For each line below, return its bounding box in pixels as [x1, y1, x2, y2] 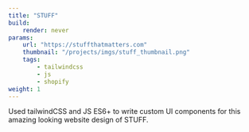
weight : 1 [8, 85, 41, 93]
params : [8, 33, 34, 42]
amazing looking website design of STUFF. [8, 115, 149, 125]
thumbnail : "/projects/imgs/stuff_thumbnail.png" [22, 48, 191, 56]
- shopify [37, 77, 69, 85]
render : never [22, 26, 69, 34]
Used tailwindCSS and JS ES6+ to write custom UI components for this [8, 107, 241, 116]
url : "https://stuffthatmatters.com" [22, 41, 148, 49]
